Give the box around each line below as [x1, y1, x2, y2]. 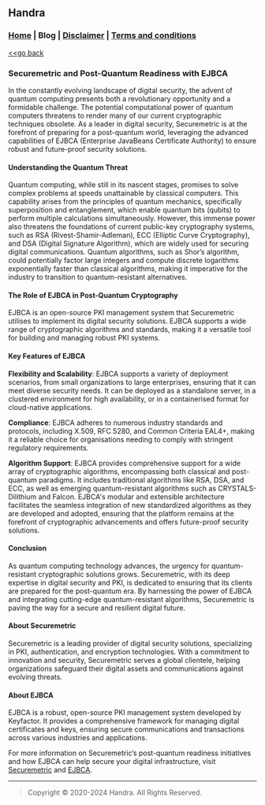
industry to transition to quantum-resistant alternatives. [8, 273, 188, 282]
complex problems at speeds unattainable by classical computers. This [8, 189, 239, 198]
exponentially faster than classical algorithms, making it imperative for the [8, 264, 248, 273]
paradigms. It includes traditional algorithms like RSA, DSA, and [39, 475, 244, 484]
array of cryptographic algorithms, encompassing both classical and [8, 466, 230, 476]
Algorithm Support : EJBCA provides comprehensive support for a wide [8, 458, 241, 468]
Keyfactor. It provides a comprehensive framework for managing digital [8, 717, 240, 726]
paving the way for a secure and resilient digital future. [8, 603, 186, 612]
